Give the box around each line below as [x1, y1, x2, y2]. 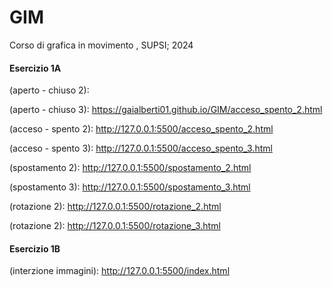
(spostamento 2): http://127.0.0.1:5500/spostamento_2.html [9, 162, 252, 174]
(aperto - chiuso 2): [9, 84, 90, 96]
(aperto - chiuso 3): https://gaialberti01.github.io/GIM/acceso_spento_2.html [9, 104, 323, 116]
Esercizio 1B [9, 242, 61, 255]
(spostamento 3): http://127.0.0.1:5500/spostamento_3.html [9, 181, 251, 193]
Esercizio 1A [9, 62, 62, 74]
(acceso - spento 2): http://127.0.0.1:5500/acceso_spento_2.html [9, 123, 274, 135]
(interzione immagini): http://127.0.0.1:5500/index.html [9, 265, 231, 277]
